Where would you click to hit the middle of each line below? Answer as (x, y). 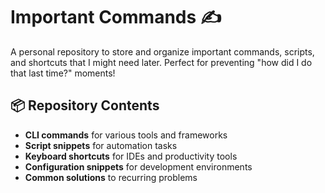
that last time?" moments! (63, 73)
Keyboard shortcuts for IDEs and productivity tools (131, 156)
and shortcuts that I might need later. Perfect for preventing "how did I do (161, 62)
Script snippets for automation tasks (101, 145)
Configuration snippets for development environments (138, 166)
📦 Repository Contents (85, 105)
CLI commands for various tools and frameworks (126, 135)
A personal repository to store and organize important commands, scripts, (162, 51)
